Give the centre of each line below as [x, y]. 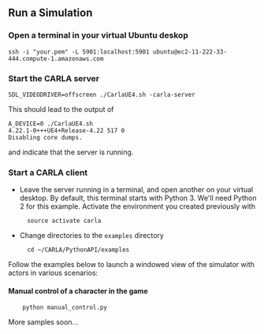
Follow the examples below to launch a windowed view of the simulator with [131, 265]
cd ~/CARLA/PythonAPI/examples [78, 250]
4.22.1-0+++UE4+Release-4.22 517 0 [67, 130]
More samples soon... [43, 322]
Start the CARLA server [54, 78]
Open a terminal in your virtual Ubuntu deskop [99, 35]
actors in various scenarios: [53, 273]
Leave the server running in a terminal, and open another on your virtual [136, 190]
